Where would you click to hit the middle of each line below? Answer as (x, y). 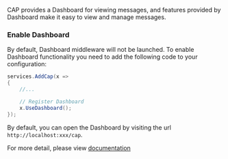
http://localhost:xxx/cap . (45, 134)
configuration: (27, 64)
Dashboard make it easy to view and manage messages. (87, 17)
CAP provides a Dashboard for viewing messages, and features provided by (114, 10)
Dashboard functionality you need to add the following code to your (102, 57)
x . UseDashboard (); (46, 108)
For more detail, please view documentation (69, 148)
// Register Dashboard (52, 102)
